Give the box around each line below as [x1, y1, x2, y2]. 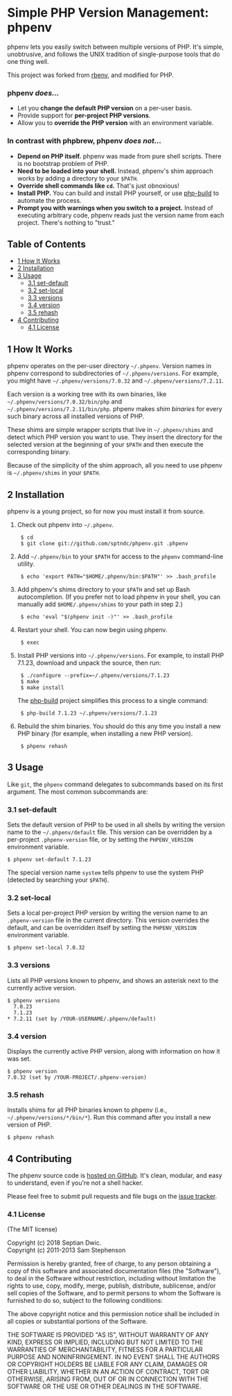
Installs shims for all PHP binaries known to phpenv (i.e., [7, 1106, 168, 1114]
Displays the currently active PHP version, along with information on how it [7, 1047, 220, 1055]
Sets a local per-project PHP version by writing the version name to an [7, 908, 208, 917]
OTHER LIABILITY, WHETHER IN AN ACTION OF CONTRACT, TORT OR [7, 1368, 209, 1376]
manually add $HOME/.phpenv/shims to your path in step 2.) [17, 599, 184, 608]
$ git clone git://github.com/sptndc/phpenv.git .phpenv [20, 540, 188, 547]
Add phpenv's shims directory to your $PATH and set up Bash [17, 585, 190, 593]
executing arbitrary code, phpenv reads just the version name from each [17, 210, 224, 219]
